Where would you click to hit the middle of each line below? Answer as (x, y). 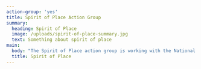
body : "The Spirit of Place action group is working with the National (104, 51)
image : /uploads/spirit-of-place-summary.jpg (70, 34)
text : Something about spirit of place (62, 40)
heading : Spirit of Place (44, 28)
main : (13, 46)
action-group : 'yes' (32, 12)
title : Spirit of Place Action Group (54, 17)
